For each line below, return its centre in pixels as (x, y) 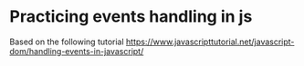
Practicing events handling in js (131, 17)
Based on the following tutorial (67, 42)
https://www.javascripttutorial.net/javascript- (210, 42)
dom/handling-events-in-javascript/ (77, 51)
